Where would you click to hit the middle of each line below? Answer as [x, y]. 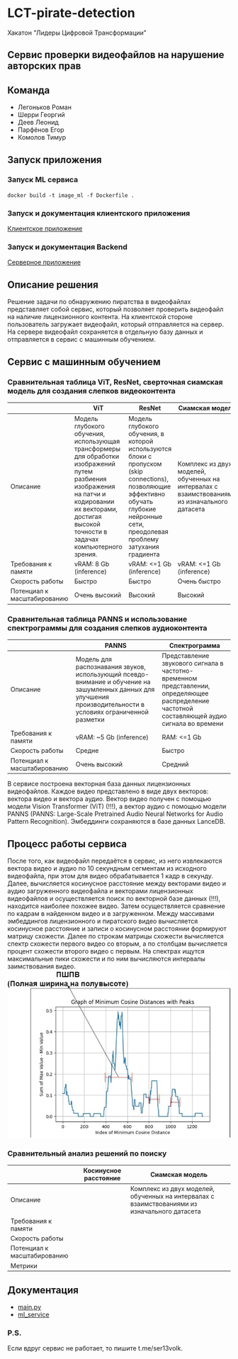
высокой [87, 524]
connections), [148, 479]
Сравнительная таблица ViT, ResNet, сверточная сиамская [115, 382]
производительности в [110, 705]
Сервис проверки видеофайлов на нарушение [116, 55]
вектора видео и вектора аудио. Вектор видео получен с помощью [109, 799]
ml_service [33, 1315]
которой [141, 441]
